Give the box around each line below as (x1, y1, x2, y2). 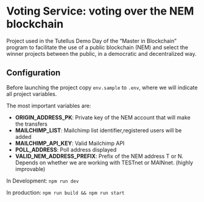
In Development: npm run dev (6, 177, 79, 184)
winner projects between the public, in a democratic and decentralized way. (6, 50, 197, 57)
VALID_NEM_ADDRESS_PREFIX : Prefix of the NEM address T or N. (15, 152, 184, 160)
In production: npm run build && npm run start (6, 189, 125, 196)
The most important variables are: (6, 102, 91, 109)
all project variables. (6, 90, 57, 98)
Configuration (6, 68, 61, 78)
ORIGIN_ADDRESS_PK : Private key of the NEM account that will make (15, 113, 191, 121)
